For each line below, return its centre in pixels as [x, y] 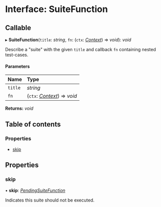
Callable [18, 28]
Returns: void [19, 108]
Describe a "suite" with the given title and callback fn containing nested [80, 49]
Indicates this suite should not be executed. [50, 200]
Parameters [17, 66]
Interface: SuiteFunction [57, 9]
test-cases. [17, 55]
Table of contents [33, 124]
